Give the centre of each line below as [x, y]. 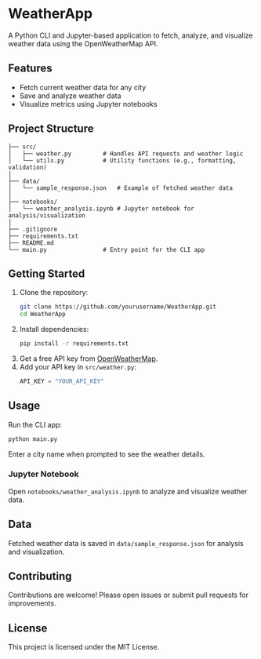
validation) [27, 167]
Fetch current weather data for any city [83, 87]
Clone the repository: [54, 293]
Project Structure [51, 129]
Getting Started [47, 273]
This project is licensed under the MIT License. [84, 647]
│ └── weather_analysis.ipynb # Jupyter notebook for [101, 209]
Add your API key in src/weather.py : [78, 367]
